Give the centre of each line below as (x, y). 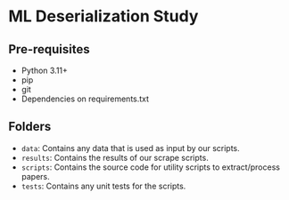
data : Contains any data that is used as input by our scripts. (130, 148)
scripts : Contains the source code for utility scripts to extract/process (150, 167)
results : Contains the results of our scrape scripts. (115, 157)
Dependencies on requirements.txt (85, 99)
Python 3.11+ (45, 70)
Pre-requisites (49, 49)
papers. (35, 176)
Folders (30, 127)
